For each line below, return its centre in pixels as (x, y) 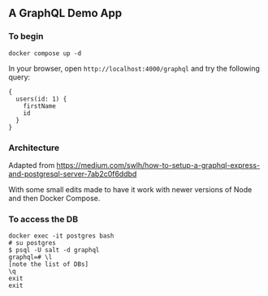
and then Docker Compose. (54, 198)
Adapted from (32, 165)
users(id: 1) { (41, 99)
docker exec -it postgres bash (61, 236)
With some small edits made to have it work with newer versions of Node (130, 189)
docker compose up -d (45, 53)
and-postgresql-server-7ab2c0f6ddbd (73, 174)
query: (19, 77)
